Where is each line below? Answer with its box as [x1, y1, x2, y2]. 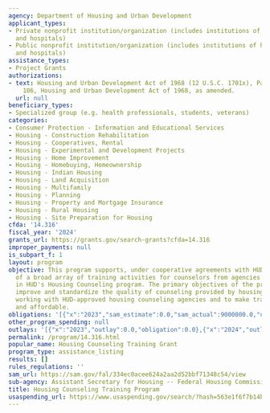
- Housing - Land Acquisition [8, 176, 110, 185]
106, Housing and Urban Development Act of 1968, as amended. [22, 86, 235, 95]
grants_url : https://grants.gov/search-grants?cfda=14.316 [8, 236, 211, 244]
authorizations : [8, 72, 63, 80]
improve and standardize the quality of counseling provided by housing [15, 288, 264, 296]
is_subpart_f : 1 [8, 251, 63, 259]
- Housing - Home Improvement [8, 153, 110, 162]
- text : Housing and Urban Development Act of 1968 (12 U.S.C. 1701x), [8, 79, 253, 87]
